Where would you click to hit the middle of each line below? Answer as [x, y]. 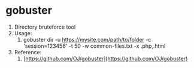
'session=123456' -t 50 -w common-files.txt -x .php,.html [94, 46]
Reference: [28, 52]
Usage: [23, 33]
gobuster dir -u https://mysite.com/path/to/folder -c [87, 39]
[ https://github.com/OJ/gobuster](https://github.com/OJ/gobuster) [105, 58]
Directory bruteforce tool [45, 27]
